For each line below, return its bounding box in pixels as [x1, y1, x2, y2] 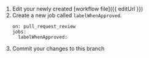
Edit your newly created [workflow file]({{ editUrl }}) [12, 5, 143, 12]
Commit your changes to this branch [12, 45, 105, 52]
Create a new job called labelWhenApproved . [12, 12, 122, 19]
